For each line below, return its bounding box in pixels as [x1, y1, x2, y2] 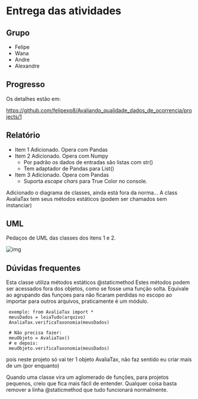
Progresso [6, 79, 46, 90]
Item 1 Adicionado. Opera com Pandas [14, 146, 108, 153]
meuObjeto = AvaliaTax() [8, 335, 70, 341]
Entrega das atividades [6, 4, 122, 18]
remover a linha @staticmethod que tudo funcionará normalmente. [6, 387, 168, 394]
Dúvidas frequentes [6, 263, 81, 273]
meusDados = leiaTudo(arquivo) [8, 314, 86, 321]
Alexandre [14, 62, 40, 69]
